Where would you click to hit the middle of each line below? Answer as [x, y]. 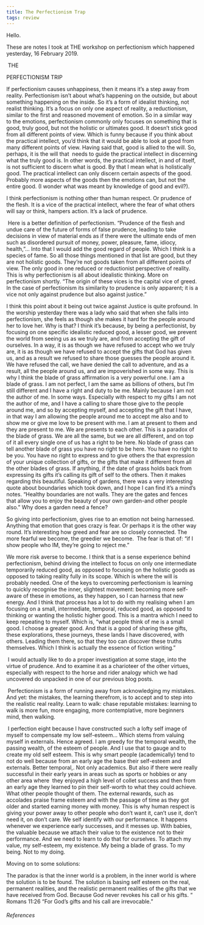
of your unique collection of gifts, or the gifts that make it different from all [99, 462]
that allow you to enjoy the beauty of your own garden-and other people [97, 501]
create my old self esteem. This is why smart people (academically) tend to [100, 754]
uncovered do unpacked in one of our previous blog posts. [80, 679]
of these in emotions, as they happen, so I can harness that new [104, 595]
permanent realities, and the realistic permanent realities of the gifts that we [101, 888]
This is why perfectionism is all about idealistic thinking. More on [87, 275]
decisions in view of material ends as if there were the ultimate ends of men [101, 236]
